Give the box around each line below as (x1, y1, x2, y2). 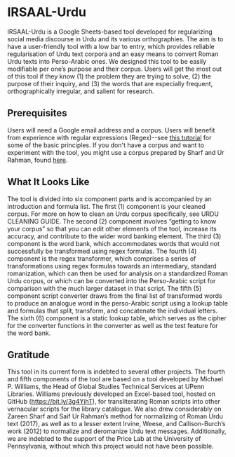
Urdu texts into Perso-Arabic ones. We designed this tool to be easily (7, 57, 207, 65)
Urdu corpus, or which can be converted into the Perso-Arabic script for (7, 276, 216, 285)
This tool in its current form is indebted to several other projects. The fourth (7, 367, 226, 376)
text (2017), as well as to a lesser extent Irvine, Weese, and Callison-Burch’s (7, 420, 226, 428)
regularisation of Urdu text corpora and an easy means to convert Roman (7, 50, 219, 58)
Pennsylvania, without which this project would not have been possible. (7, 442, 214, 451)
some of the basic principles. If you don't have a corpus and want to (7, 141, 205, 149)
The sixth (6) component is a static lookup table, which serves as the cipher (7, 313, 227, 322)
